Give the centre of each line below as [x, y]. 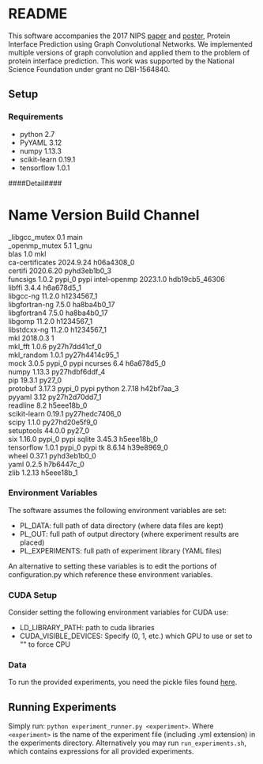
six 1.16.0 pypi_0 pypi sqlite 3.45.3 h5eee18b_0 [83, 439]
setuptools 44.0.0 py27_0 [49, 430]
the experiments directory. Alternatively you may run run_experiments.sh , [128, 743]
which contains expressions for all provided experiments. [101, 751]
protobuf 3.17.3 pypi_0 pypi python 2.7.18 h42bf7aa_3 [94, 388]
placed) [32, 542]
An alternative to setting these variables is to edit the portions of [113, 566]
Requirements [36, 117]
